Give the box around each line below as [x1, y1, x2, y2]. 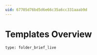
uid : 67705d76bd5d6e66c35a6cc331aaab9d [5, 7, 88, 12]
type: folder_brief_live [5, 45, 56, 50]
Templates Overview [5, 28, 93, 40]
